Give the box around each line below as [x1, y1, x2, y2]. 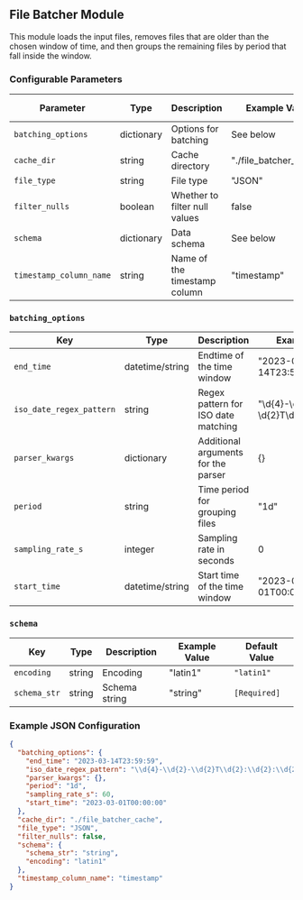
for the [197, 457, 226, 470]
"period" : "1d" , [25, 782, 87, 791]
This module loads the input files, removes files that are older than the [9, 31, 270, 41]
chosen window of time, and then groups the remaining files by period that [9, 41, 287, 51]
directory [170, 160, 210, 172]
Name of [170, 253, 208, 265]
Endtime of [197, 349, 244, 362]
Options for [170, 123, 219, 135]
